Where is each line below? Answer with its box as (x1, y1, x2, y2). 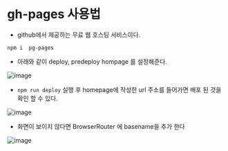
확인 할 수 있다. (17, 94, 58, 103)
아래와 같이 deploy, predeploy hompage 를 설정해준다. (17, 57, 167, 66)
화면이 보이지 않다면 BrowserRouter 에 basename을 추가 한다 (17, 122, 185, 130)
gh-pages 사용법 (7, 6, 102, 22)
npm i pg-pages (7, 44, 54, 51)
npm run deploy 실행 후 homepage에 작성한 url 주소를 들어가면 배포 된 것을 (17, 85, 222, 94)
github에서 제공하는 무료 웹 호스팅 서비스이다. (17, 30, 141, 39)
